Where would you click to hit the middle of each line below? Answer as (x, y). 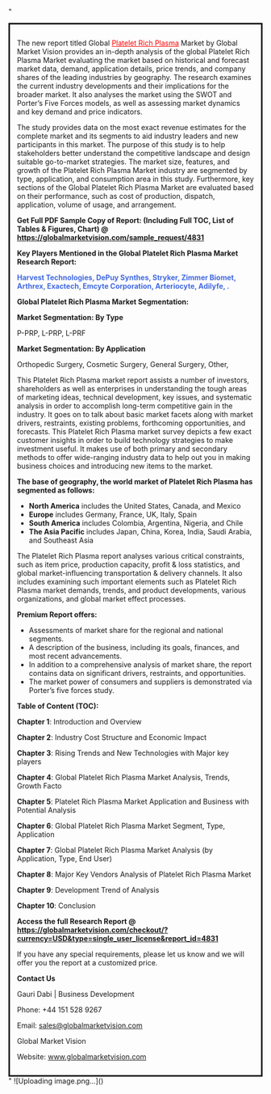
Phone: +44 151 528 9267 (60, 1010)
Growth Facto (40, 786)
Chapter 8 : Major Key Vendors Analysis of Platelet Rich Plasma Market (134, 874)
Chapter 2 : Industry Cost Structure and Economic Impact (112, 737)
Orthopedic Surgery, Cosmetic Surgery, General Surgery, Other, (123, 364)
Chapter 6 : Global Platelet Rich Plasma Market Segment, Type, (121, 826)
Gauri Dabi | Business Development (76, 994)
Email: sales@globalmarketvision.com (80, 1025)
